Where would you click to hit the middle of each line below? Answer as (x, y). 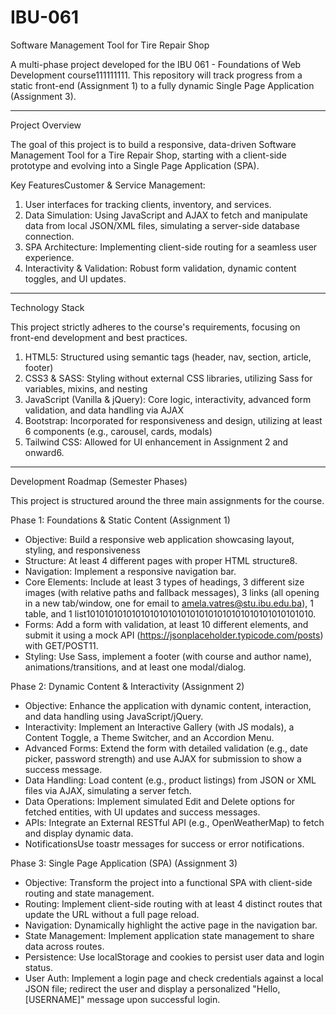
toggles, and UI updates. (75, 278)
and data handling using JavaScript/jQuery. (114, 716)
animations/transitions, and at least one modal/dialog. (135, 667)
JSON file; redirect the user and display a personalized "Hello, (152, 988)
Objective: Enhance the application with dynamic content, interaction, (168, 705)
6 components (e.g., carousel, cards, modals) (118, 431)
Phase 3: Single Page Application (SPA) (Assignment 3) (124, 863)
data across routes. (64, 946)
